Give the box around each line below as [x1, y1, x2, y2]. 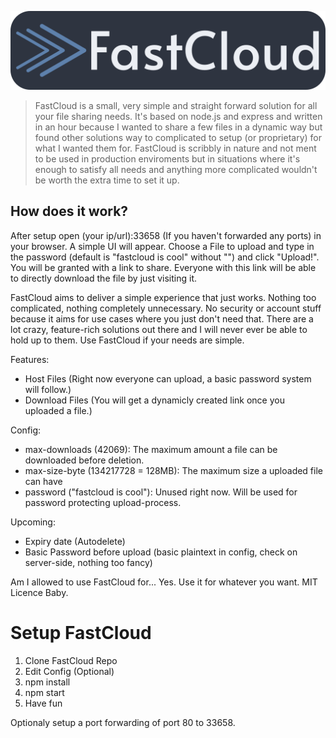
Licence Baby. [10, 586, 69, 598]
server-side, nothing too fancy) [24, 556, 153, 568]
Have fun [24, 697, 63, 709]
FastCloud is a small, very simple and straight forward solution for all [34, 100, 318, 111]
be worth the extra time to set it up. [34, 174, 180, 186]
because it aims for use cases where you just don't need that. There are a [10, 312, 314, 325]
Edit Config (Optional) [24, 665, 115, 677]
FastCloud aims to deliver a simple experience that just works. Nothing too [10, 291, 317, 303]
